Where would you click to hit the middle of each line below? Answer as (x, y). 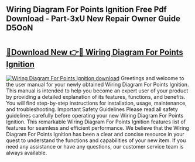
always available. (27, 153)
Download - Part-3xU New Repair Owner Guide (93, 19)
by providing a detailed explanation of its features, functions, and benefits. (96, 97)
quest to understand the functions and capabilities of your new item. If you (96, 140)
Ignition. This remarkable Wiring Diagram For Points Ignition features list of (96, 122)
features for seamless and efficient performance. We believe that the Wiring (97, 128)
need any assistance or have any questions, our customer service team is (95, 147)
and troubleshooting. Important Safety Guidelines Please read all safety (92, 109)
